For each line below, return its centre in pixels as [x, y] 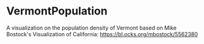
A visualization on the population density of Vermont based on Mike [92, 28]
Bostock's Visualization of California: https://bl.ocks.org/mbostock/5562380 [102, 34]
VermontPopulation [57, 11]
